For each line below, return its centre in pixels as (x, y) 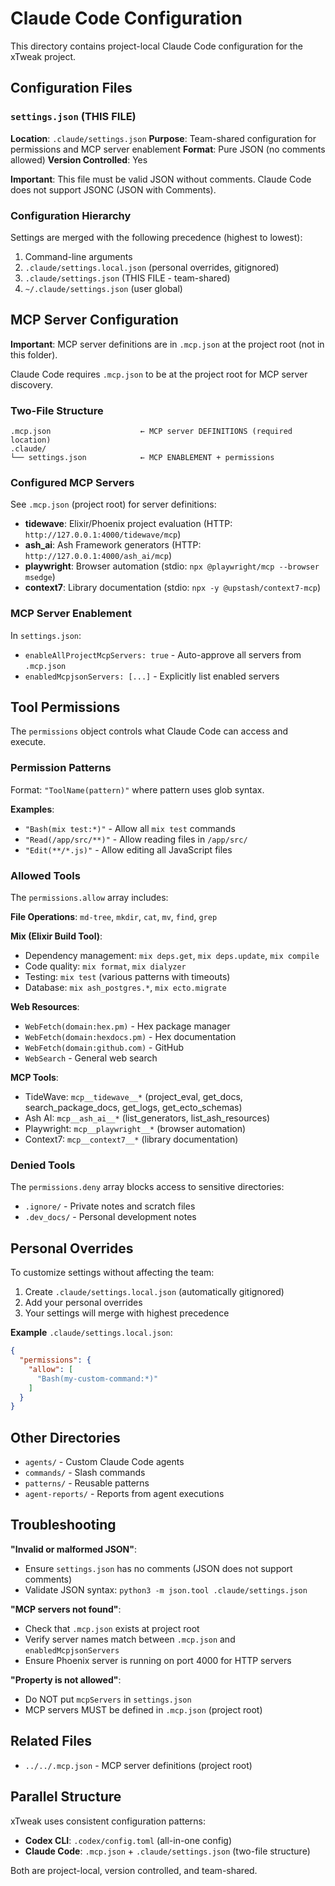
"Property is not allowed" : (66, 1679)
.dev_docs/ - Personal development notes (110, 1217)
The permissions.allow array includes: (89, 898)
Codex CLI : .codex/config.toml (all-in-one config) (128, 1840)
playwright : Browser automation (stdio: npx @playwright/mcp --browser (172, 566)
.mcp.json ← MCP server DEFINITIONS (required (151, 432)
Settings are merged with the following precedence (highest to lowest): (156, 237)
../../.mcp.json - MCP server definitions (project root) (138, 1765)
